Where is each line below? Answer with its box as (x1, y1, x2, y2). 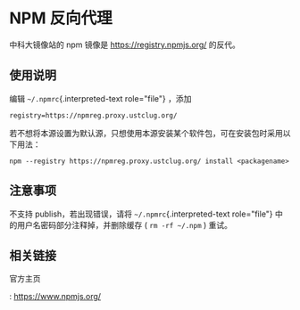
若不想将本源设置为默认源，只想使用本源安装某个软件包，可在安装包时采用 (9, 127, 283, 138)
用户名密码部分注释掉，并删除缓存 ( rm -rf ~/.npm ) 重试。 (16, 219, 233, 230)
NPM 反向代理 (9, 8, 113, 29)
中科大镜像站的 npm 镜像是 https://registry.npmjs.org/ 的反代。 (9, 39, 241, 50)
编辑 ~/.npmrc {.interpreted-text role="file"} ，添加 (9, 93, 192, 103)
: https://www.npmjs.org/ (9, 291, 101, 302)
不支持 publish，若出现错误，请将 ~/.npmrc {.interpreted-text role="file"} (9, 208, 274, 219)
